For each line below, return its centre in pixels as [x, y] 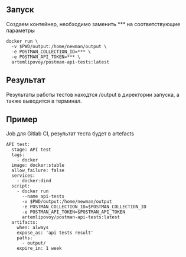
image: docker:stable [38, 166]
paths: [25, 238]
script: [21, 186]
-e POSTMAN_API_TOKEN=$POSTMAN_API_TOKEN [74, 212]
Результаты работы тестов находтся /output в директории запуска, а [93, 94]
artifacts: [25, 223]
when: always [33, 228]
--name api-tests [43, 196]
